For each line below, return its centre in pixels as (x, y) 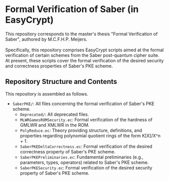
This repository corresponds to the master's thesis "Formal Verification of (81, 34)
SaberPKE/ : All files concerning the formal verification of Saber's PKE (83, 104)
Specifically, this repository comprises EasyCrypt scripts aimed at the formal (84, 50)
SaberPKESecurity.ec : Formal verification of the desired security (86, 167)
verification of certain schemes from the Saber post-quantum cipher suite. (82, 55)
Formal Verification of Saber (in (72, 9)
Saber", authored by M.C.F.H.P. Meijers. (46, 39)
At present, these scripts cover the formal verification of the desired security (84, 60)
